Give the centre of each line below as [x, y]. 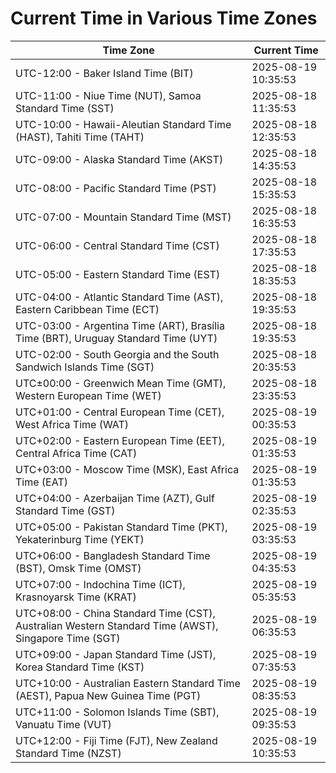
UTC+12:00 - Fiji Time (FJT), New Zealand [116, 740]
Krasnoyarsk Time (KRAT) [76, 597]
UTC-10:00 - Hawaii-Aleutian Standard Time [123, 124]
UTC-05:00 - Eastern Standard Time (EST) [118, 274]
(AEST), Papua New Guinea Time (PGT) [108, 695]
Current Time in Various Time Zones [164, 18]
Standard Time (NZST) [68, 753]
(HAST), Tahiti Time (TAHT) [80, 137]
